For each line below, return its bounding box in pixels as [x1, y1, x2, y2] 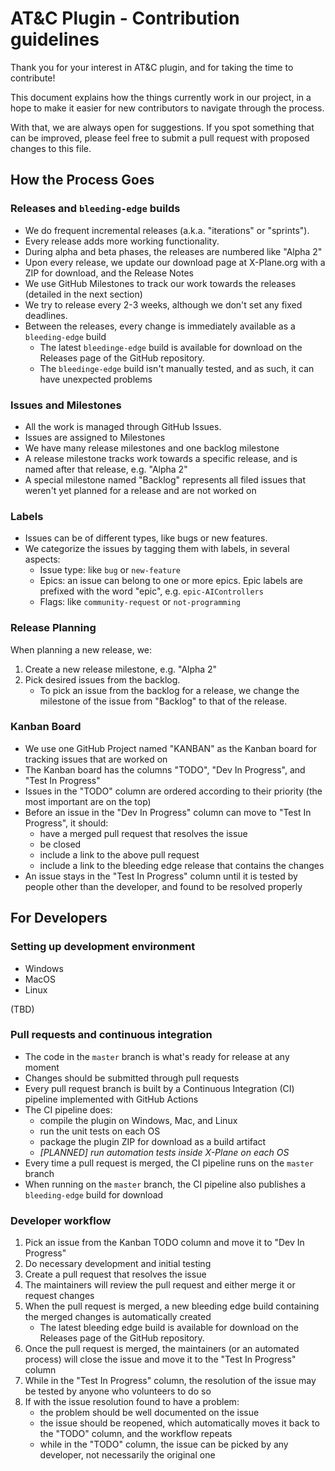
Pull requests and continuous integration [10, 1028, 213, 1042]
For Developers [10, 910, 108, 927]
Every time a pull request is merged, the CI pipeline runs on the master [24, 1157, 314, 1169]
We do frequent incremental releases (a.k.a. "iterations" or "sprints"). [24, 224, 310, 236]
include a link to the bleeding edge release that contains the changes [39, 859, 325, 871]
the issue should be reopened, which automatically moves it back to [39, 1417, 320, 1429]
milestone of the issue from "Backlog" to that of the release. [39, 695, 288, 707]
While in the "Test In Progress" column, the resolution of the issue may [24, 1375, 317, 1387]
